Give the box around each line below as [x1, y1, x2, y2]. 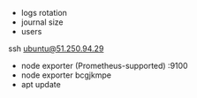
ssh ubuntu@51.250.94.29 [8, 43, 104, 54]
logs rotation [20, 8, 68, 18]
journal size [20, 17, 64, 27]
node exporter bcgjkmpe [20, 70, 112, 80]
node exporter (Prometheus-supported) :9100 [20, 61, 188, 71]
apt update [20, 79, 61, 89]
